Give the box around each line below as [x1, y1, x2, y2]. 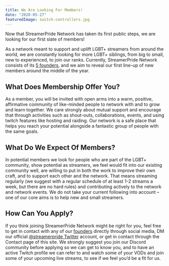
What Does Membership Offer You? [5, 82, 120, 91]
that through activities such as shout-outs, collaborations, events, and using [5, 112, 164, 119]
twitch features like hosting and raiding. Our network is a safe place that [5, 117, 156, 124]
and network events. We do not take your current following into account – [5, 189, 159, 195]
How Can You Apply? [5, 209, 74, 218]
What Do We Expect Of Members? [5, 143, 116, 152]
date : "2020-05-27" [5, 12, 47, 17]
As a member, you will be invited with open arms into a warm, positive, [5, 96, 153, 102]
